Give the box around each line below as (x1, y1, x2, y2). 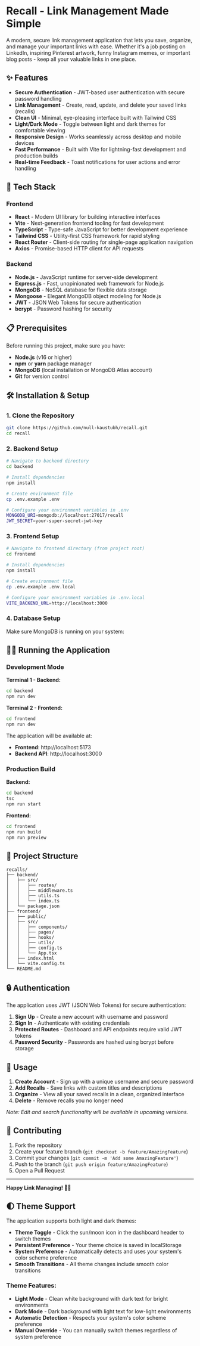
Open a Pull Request (14, 1167, 65, 1174)
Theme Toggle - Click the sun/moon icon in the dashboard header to (14, 1229, 185, 1236)
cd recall (6, 430, 31, 436)
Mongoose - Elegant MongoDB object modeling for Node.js (14, 292, 162, 299)
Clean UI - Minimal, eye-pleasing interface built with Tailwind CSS (14, 114, 177, 121)
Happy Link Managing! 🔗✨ (6, 1184, 71, 1191)
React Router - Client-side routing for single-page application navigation (14, 238, 193, 246)
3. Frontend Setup (6, 532, 60, 541)
